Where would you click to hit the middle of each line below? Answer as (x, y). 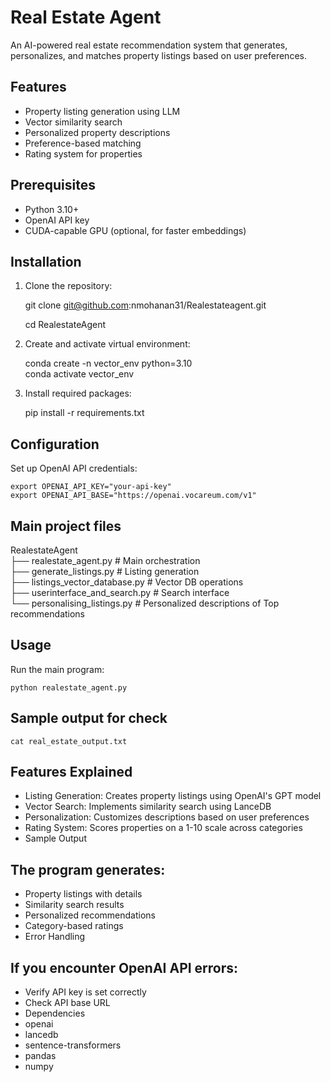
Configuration (55, 444)
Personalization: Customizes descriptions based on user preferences (167, 817)
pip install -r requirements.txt (84, 413)
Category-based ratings (74, 926)
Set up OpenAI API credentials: (74, 468)
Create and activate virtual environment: (107, 344)
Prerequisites (53, 185)
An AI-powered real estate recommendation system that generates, (149, 45)
